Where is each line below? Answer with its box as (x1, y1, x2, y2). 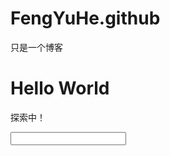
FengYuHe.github (10, 7, 161, 30)
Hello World (10, 77, 110, 100)
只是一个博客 (10, 41, 63, 53)
